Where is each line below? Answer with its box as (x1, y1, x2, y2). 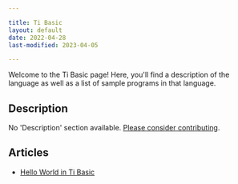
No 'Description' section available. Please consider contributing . (8, 123, 220, 133)
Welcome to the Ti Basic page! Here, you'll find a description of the (8, 70, 230, 80)
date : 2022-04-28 (8, 34, 67, 42)
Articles (8, 146, 50, 160)
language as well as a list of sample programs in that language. (8, 78, 216, 88)
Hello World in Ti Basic (19, 167, 95, 177)
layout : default (8, 26, 63, 34)
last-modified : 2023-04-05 (8, 41, 99, 49)
